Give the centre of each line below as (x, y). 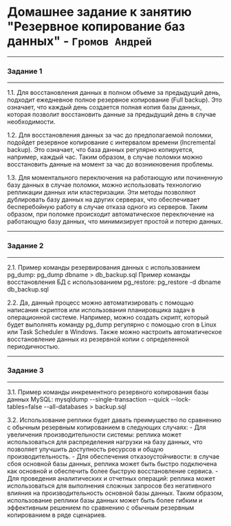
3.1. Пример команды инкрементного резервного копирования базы (108, 392)
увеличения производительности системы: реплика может (95, 435)
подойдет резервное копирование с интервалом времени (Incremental (111, 142)
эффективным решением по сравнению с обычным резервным (101, 507)
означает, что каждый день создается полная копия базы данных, (104, 107)
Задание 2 (25, 246)
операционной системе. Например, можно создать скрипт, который (108, 317)
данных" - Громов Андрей (80, 41)
